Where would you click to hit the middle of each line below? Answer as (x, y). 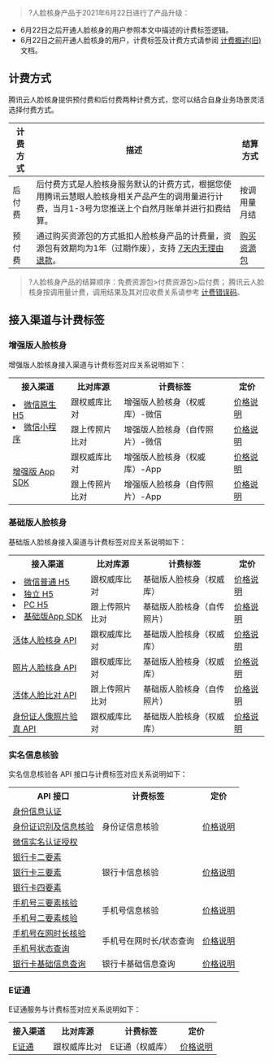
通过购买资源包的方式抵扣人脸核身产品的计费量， (130, 236)
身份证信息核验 (131, 827)
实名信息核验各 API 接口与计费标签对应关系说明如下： (98, 774)
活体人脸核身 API (45, 640)
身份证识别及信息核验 (54, 827)
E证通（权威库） (141, 1047)
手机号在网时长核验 (50, 934)
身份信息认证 (37, 812)
